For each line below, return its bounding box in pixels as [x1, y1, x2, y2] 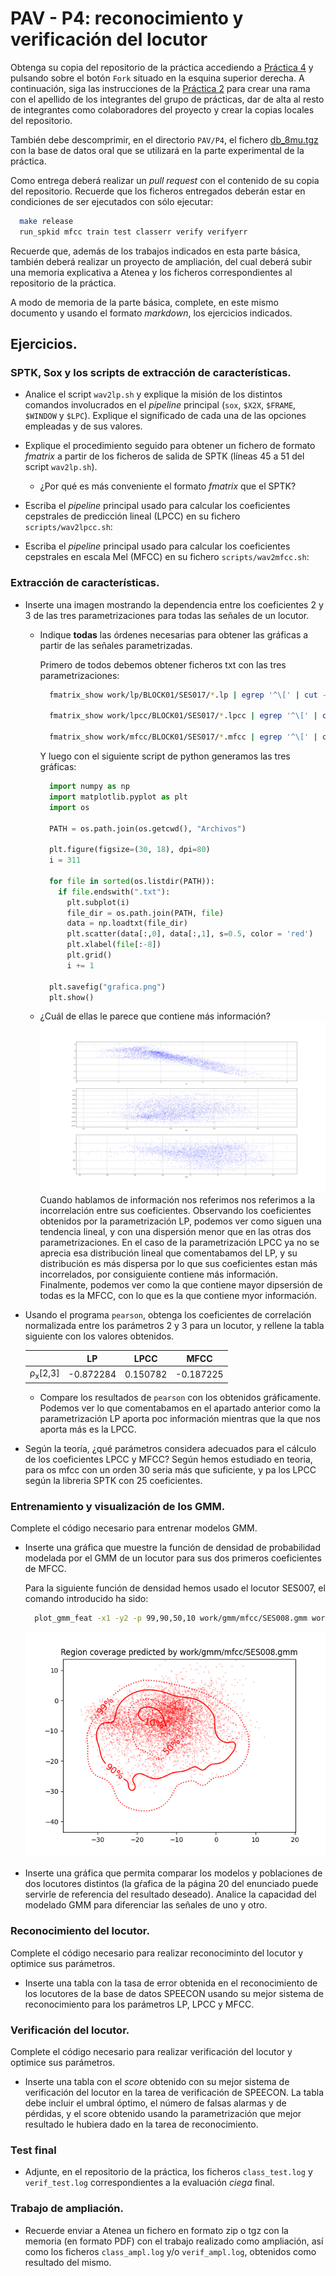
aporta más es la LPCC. [39, 1423, 137, 1436]
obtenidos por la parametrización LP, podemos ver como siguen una [39, 1215, 322, 1227]
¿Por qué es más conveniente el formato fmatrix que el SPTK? [39, 480, 297, 492]
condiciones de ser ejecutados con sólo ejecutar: [10, 195, 214, 207]
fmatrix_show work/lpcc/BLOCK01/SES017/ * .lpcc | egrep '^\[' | [48, 711, 318, 721]
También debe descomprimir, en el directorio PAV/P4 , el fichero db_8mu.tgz [10, 133, 319, 146]
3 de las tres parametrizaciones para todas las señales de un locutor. [24, 609, 310, 621]
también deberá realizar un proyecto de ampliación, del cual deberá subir [10, 255, 313, 267]
